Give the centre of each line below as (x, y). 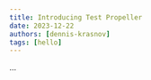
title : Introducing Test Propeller (76, 17)
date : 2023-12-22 (42, 26)
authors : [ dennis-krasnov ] (60, 34)
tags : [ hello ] (36, 42)
